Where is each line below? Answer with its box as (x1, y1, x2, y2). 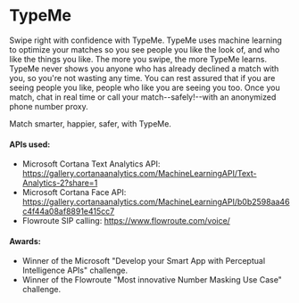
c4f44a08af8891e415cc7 (21, 206, 115, 217)
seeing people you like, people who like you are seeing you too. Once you (9, 82, 280, 93)
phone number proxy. (9, 101, 88, 111)
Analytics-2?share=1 (21, 177, 98, 188)
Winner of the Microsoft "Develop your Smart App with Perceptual (21, 256, 266, 266)
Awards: (9, 235, 42, 246)
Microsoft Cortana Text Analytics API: (21, 159, 161, 169)
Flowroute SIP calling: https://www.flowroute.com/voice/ (21, 216, 230, 226)
